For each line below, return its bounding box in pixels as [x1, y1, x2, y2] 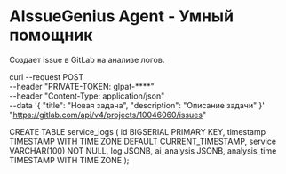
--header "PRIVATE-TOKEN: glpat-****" [9, 81, 155, 91]
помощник [9, 25, 93, 45]
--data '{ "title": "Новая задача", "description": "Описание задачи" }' [9, 99, 265, 110]
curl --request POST [9, 71, 84, 82]
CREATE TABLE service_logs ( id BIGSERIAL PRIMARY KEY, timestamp [9, 126, 266, 137]
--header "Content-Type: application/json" [9, 91, 165, 101]
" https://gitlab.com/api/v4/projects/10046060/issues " [9, 109, 207, 120]
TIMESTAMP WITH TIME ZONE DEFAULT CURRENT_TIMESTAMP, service [9, 136, 277, 146]
